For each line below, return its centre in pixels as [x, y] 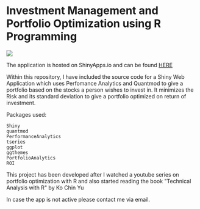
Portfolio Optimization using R [84, 24]
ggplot [15, 147]
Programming [42, 37]
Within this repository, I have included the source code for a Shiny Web [95, 76]
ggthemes [17, 152]
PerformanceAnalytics [34, 136]
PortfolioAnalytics [31, 158]
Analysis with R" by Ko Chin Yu [45, 188]
